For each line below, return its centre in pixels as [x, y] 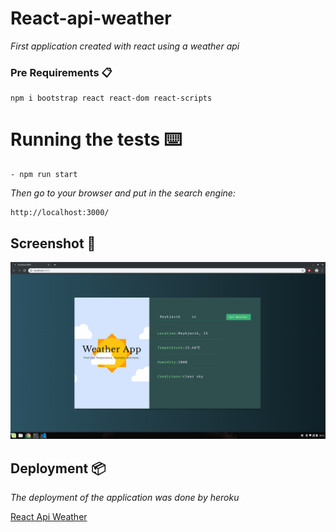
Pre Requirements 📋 [61, 72]
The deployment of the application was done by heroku [125, 498]
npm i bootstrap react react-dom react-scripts [111, 98]
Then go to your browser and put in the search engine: [123, 193]
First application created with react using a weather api [125, 46]
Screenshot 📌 [53, 243]
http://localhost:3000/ [60, 213]
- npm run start [44, 175]
